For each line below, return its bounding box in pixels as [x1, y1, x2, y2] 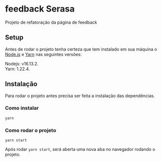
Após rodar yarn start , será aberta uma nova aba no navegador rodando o [5, 147, 155, 152]
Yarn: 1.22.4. [5, 66, 30, 72]
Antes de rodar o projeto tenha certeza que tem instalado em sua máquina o [5, 46, 157, 52]
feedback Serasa [5, 3, 75, 15]
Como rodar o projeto [5, 127, 57, 133]
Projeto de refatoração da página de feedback [5, 19, 97, 25]
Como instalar [5, 105, 39, 112]
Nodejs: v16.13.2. [5, 60, 39, 66]
